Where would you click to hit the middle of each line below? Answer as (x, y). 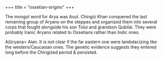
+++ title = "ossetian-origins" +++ (40, 7)
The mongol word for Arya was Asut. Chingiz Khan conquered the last (76, 16)
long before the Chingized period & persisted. (51, 52)
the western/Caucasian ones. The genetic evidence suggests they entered (81, 47)
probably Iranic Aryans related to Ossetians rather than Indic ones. (73, 32)
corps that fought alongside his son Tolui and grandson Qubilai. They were (81, 27)
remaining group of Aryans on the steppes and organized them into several (81, 22)
